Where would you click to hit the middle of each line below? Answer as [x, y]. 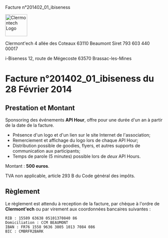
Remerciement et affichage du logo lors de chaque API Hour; [75, 140]
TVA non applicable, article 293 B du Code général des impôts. [70, 176]
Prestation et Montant [40, 108]
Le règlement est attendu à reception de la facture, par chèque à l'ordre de [82, 203]
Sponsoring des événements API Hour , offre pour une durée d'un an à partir [84, 120]
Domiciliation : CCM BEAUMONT [37, 222]
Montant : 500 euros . [27, 166]
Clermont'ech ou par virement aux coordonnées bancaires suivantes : [78, 209]
